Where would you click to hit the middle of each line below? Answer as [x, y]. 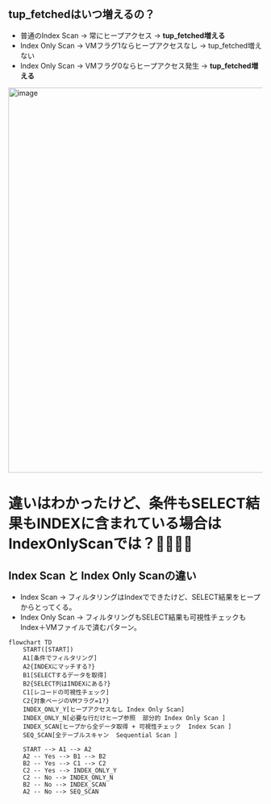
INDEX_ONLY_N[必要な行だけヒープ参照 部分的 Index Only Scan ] [124, 718]
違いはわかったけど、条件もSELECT [127, 503]
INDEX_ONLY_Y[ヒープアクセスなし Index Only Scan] [104, 709]
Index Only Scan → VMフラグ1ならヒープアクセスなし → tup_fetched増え [141, 45]
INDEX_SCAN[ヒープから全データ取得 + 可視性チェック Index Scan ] [127, 727]
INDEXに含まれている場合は [129, 523]
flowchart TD [30, 642]
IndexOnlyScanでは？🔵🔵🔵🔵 [101, 544]
